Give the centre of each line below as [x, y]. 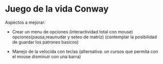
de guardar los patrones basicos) [45, 42]
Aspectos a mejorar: [25, 22]
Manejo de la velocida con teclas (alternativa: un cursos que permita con [85, 51]
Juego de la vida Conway [57, 9]
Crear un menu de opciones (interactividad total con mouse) [72, 32]
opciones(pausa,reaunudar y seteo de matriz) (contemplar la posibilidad [84, 37]
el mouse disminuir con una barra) [46, 56]
